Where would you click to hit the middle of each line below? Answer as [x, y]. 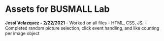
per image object [22, 33]
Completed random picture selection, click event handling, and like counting [82, 28]
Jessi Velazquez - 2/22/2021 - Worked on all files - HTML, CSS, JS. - [76, 23]
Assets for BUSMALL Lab [57, 9]
